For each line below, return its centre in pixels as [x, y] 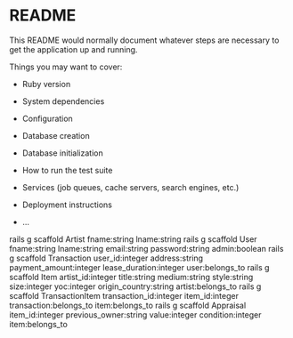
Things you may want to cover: [66, 67]
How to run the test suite [67, 170]
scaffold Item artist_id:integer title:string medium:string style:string [131, 277]
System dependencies [63, 101]
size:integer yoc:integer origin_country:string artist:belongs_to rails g [135, 286]
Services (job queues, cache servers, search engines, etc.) [130, 187]
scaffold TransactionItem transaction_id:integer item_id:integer [124, 295]
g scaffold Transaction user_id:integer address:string [106, 258]
